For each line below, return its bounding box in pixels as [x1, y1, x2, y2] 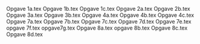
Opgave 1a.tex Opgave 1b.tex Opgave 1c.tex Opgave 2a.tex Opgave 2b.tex [6, 5, 190, 12]
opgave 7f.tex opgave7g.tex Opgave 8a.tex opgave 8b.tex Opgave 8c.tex [6, 24, 188, 31]
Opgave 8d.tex [6, 31, 44, 38]
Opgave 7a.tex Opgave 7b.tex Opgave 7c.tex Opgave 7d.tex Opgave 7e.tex [6, 18, 192, 25]
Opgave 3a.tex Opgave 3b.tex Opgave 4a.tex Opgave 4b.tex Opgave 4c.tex [6, 11, 195, 19]
